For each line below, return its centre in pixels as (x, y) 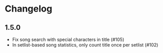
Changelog (29, 9)
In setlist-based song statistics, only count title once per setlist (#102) (85, 45)
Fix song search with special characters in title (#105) (68, 39)
